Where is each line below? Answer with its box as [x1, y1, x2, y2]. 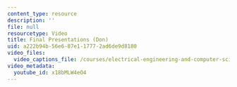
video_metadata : [7, 62, 55, 69]
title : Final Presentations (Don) [7, 36, 109, 43]
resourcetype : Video [7, 29, 68, 37]
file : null [7, 23, 39, 30]
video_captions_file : [13, 56, 78, 63]
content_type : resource [7, 10, 78, 18]
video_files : [7, 50, 46, 57]
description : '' [7, 17, 55, 24]
